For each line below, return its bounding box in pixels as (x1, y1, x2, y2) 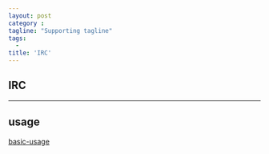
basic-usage (8, 136, 50, 146)
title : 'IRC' (8, 49, 52, 57)
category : (8, 19, 45, 27)
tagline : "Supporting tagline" (8, 26, 113, 34)
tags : (8, 34, 26, 43)
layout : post (8, 11, 52, 20)
